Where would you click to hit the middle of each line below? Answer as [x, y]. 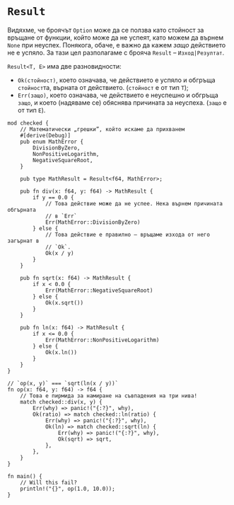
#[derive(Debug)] [46, 135]
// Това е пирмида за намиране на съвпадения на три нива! [109, 396]
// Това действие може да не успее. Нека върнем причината [134, 203]
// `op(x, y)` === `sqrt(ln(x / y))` [63, 383]
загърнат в [23, 241]
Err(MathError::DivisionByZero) [93, 222]
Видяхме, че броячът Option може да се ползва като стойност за [106, 30]
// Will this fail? [49, 482]
